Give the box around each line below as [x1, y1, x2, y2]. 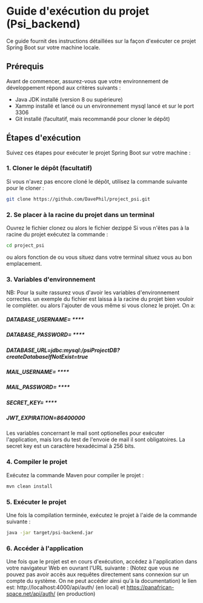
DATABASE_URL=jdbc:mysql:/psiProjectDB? [6, 346, 120, 354]
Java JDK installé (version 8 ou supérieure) [15, 95, 123, 103]
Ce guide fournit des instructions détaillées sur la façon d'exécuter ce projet [6, 37, 196, 44]
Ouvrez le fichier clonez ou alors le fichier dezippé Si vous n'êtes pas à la [6, 224, 190, 232]
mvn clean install [6, 483, 53, 489]
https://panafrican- [126, 584, 175, 591]
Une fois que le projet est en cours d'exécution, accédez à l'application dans [6, 558, 198, 565]
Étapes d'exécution [6, 133, 81, 143]
